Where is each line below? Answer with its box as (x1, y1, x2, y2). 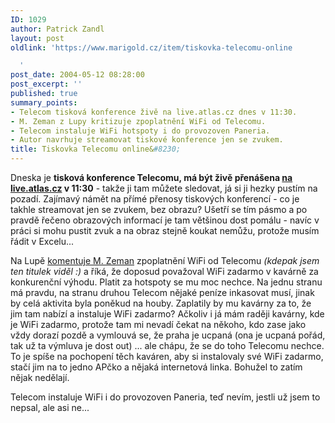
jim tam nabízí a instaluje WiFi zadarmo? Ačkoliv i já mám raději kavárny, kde (10, 308, 325, 320)
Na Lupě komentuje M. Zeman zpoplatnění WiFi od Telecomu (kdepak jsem (10, 255, 320, 266)
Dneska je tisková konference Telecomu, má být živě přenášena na (10, 172, 293, 183)
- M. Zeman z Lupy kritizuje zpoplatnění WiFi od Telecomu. (10, 116, 267, 126)
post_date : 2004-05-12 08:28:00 (10, 70, 145, 80)
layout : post (10, 33, 65, 43)
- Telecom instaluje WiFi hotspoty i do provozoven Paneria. (10, 126, 271, 136)
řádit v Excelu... (10, 236, 75, 247)
